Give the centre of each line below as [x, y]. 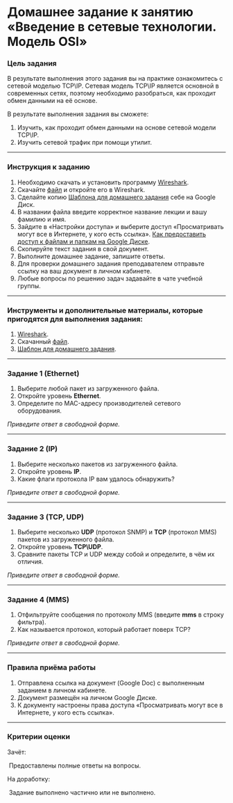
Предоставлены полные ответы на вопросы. [75, 765]
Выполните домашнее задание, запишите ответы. [91, 256]
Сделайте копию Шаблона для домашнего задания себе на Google [116, 197]
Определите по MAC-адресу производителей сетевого [99, 404]
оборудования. [40, 411]
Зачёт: [17, 752]
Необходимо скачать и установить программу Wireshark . [103, 182]
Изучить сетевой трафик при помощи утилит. [85, 143]
